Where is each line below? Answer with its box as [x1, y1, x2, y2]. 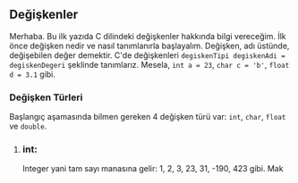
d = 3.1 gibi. [9, 69, 56, 79]
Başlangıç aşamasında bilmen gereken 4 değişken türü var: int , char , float [9, 112, 286, 122]
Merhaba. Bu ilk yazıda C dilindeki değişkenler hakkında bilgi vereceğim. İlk [9, 30, 286, 41]
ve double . [9, 121, 47, 132]
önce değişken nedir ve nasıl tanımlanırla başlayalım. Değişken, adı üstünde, [9, 40, 290, 51]
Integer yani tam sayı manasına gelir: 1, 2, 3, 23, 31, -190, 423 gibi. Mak [21, 163, 284, 174]
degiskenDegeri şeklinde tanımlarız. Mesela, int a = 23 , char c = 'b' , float [9, 59, 290, 70]
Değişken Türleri [9, 91, 83, 104]
